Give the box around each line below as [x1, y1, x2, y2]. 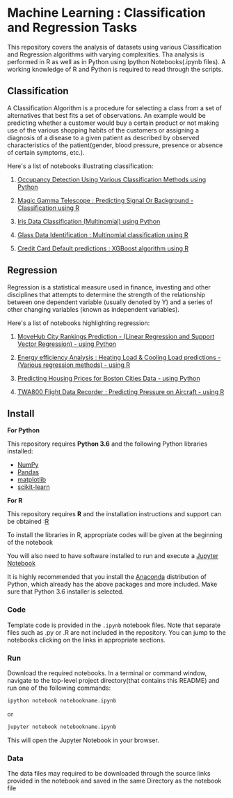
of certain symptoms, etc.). [7, 148, 85, 156]
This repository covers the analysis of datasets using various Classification [7, 43, 222, 51]
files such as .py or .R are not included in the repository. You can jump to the [7, 628, 226, 636]
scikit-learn [17, 483, 50, 491]
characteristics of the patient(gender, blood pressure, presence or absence [7, 141, 223, 149]
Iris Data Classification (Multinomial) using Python [17, 217, 161, 225]
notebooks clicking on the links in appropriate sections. [7, 635, 166, 644]
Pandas [17, 468, 40, 476]
